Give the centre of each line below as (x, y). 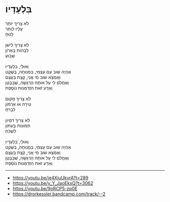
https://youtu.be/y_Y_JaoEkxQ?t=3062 (53, 183)
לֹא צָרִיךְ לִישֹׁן (17, 45)
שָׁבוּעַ (10, 55)
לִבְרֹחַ (10, 109)
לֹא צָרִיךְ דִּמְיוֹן (18, 120)
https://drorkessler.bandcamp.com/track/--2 (59, 194)
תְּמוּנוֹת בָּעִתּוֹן (18, 126)
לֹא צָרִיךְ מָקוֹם (18, 98)
